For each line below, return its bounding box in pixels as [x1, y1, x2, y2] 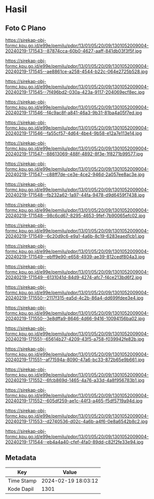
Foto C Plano [5, 24, 46, 32]
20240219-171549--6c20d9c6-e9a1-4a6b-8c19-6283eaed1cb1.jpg [5, 233, 144, 239]
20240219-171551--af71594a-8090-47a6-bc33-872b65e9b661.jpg [5, 357, 145, 363]
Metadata [5, 453, 36, 462]
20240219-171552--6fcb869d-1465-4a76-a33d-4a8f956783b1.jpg [5, 377, 145, 383]
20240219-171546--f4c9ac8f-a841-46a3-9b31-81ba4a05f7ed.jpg [5, 110, 142, 116]
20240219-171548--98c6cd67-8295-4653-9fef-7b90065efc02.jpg [5, 213, 145, 218]
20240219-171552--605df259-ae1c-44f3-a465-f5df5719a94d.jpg [5, 398, 143, 404]
